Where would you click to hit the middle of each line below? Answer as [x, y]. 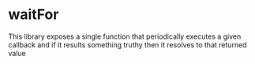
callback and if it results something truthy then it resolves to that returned [127, 44]
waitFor [34, 15]
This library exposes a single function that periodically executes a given [125, 36]
